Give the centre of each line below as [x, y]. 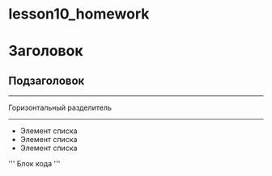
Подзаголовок [47, 80]
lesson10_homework [79, 14]
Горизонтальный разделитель [60, 108]
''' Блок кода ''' [34, 164]
